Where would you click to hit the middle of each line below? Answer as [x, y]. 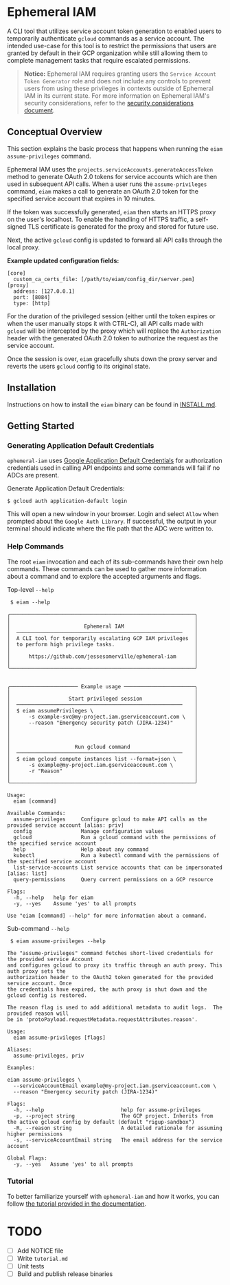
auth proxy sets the [37, 971]
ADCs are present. [33, 475]
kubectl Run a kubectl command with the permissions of [116, 855]
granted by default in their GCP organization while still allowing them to [107, 53]
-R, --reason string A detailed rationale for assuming [118, 1128]
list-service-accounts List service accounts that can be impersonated [118, 867]
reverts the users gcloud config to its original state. [79, 366]
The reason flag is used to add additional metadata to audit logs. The [115, 1007]
